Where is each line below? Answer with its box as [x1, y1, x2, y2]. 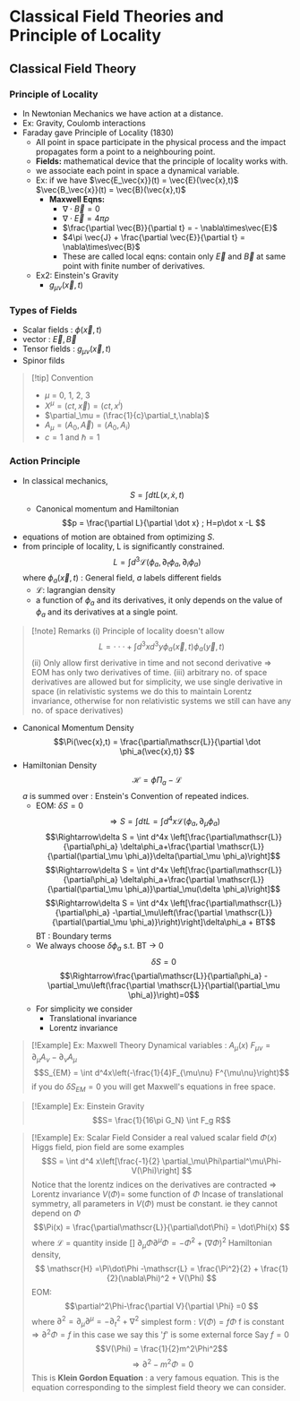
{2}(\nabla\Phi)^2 [106, 1272, 170, 1283]
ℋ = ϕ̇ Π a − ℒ [132, 774, 183, 787]
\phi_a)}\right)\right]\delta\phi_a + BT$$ [129, 916, 276, 928]
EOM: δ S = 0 [35, 800, 83, 811]
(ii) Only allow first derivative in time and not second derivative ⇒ [30, 657, 272, 668]
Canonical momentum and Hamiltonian [35, 503, 179, 514]
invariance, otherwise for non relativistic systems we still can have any [30, 695, 292, 706]
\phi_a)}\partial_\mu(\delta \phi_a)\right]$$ [124, 884, 280, 895]
